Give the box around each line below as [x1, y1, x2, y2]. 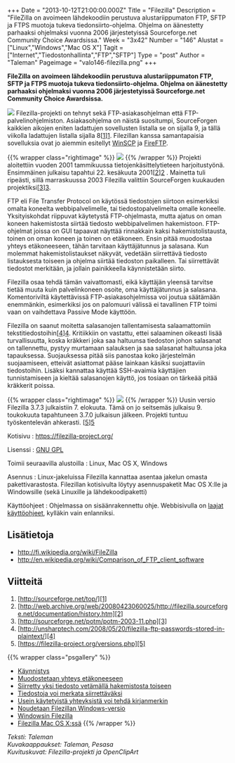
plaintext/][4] [17, 631, 56, 640]
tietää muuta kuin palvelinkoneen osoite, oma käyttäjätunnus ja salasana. [7, 285, 218, 294]
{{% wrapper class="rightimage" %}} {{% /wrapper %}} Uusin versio [7, 396, 216, 404]
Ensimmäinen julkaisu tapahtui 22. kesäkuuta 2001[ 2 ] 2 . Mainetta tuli [7, 168, 206, 177]
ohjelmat [7, 227, 33, 235]
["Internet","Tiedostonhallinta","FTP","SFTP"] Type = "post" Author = [7, 51, 206, 59]
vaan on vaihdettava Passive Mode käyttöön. [7, 308, 137, 316]
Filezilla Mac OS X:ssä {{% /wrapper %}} [17, 719, 136, 727]
